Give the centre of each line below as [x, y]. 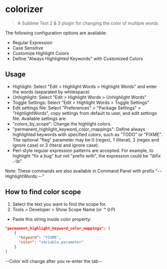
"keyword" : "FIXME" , [40, 238]
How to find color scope [43, 192]
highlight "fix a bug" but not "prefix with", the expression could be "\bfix [86, 156]
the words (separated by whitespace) [51, 92]
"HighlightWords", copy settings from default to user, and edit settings [85, 113]
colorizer [24, 9]
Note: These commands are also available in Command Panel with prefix [80, 171]
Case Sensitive [28, 48]
